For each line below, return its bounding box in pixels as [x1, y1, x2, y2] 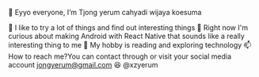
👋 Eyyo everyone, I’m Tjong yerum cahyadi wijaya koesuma [8, 8, 202, 17]
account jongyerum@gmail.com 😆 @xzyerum [8, 60, 158, 69]
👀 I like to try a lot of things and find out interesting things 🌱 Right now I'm [8, 23, 248, 32]
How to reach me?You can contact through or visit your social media [8, 52, 232, 61]
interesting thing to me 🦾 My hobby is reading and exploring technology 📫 [8, 40, 252, 49]
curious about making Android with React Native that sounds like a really [8, 32, 246, 40]
